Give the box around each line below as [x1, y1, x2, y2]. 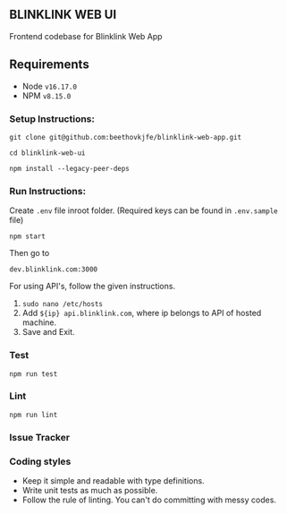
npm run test [9, 369, 58, 379]
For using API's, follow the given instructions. [9, 281, 176, 292]
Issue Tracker [9, 431, 70, 443]
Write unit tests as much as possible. [21, 485, 158, 496]
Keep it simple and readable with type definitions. [21, 475, 205, 486]
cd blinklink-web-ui [9, 148, 87, 158]
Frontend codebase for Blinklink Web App [9, 30, 163, 41]
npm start [9, 232, 46, 241]
